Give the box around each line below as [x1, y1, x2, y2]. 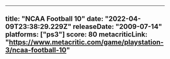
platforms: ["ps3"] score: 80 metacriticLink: [5, 30, 148, 39]
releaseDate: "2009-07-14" [72, 22, 162, 31]
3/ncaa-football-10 [5, 46, 67, 54]
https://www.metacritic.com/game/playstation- [9, 38, 164, 46]
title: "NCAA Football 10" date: [5, 14, 104, 23]
